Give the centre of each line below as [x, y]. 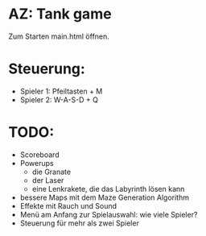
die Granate [51, 172]
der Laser [48, 180]
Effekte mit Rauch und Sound [68, 205]
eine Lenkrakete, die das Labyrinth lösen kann [108, 188]
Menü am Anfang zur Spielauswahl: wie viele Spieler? [109, 214]
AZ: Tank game [60, 14]
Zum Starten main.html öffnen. [59, 36]
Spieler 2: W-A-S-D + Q [59, 99]
